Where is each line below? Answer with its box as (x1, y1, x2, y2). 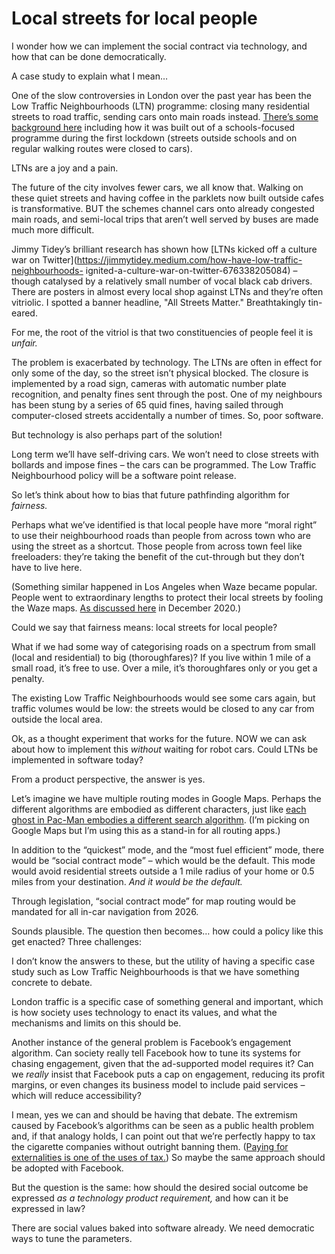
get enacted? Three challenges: (11, 935, 142, 947)
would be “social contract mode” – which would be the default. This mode (11, 854, 316, 866)
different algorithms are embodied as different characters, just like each (11, 803, 307, 815)
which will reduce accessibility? (11, 1089, 142, 1101)
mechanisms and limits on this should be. (11, 1017, 182, 1029)
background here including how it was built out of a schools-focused (11, 121, 296, 133)
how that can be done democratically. (11, 50, 167, 62)
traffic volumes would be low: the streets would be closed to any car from (11, 702, 315, 714)
